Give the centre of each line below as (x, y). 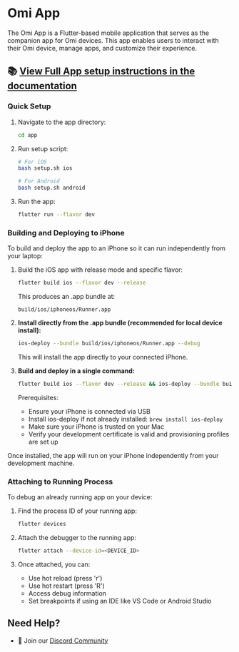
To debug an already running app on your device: (80, 497)
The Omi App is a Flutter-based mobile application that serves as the (108, 33)
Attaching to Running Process (60, 482)
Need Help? (34, 623)
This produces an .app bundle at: (66, 297)
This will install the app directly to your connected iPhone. (103, 357)
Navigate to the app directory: (62, 122)
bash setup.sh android (51, 188)
